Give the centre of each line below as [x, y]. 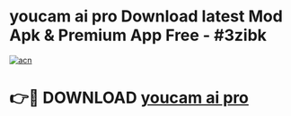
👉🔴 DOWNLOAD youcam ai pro [129, 98]
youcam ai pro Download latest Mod [146, 17]
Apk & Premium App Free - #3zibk [138, 35]
